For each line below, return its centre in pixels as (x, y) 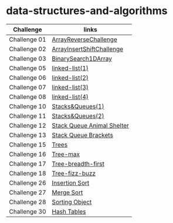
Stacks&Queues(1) (78, 106)
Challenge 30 (28, 211)
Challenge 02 (28, 49)
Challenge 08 (28, 96)
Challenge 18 (28, 173)
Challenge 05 (28, 68)
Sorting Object (72, 202)
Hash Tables (69, 211)
